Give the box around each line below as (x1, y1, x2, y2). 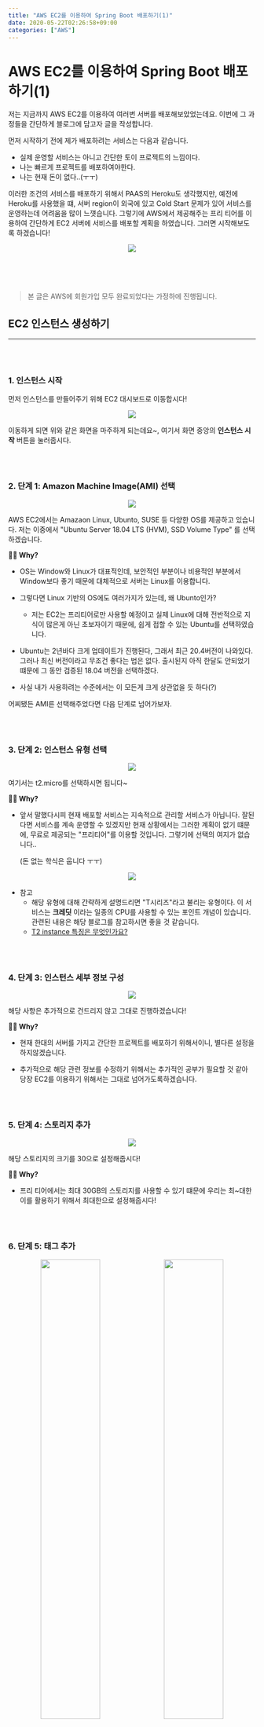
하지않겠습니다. (19, 1048, 67, 1058)
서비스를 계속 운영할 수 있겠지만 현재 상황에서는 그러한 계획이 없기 (34, 820, 236, 830)
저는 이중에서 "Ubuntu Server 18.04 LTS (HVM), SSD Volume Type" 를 (18, 524, 241, 534)
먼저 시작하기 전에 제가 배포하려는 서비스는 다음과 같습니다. (8, 136, 189, 145)
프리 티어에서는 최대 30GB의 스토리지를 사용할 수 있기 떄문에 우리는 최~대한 (19, 1186, 252, 1195)
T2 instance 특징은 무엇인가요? (31, 927, 128, 937)
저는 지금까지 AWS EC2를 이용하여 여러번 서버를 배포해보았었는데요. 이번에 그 (8, 109, 247, 119)
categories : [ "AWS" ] (8, 26, 76, 34)
